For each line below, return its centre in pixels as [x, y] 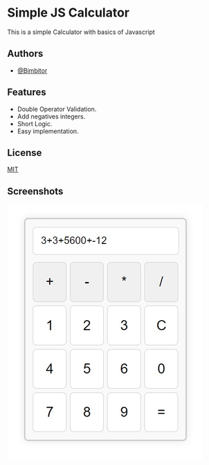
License [25, 153]
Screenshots [35, 191]
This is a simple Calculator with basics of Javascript [81, 32]
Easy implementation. [48, 131]
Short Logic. [35, 123]
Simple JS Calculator [69, 13]
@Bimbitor [32, 70]
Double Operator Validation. [57, 109]
